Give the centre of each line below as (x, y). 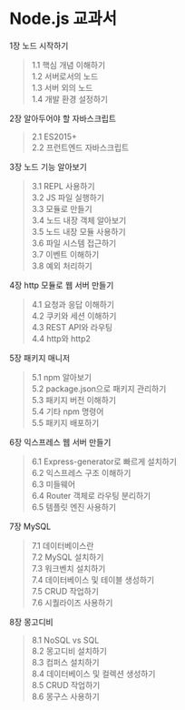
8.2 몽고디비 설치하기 (69, 651)
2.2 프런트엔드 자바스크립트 (80, 147)
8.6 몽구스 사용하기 (65, 696)
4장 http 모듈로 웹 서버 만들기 (62, 285)
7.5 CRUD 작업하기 (65, 591)
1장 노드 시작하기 (39, 46)
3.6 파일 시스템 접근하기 (74, 243)
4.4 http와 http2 (61, 339)
